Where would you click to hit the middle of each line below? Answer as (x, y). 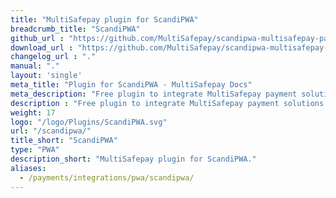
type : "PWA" (35, 150)
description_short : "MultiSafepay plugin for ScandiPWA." (133, 159)
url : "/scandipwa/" (51, 131)
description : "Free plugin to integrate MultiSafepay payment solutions (167, 103)
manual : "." (35, 66)
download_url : (42, 47)
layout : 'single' (46, 76)
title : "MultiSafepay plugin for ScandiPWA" (104, 19)
